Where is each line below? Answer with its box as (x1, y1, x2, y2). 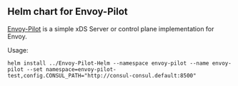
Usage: (7, 45, 29, 54)
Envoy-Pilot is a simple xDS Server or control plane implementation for (7, 24, 214, 33)
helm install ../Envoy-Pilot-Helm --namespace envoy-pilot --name (7, 60, 209, 67)
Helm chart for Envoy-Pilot (7, 6, 128, 18)
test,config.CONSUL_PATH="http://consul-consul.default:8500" (7, 72, 197, 79)
